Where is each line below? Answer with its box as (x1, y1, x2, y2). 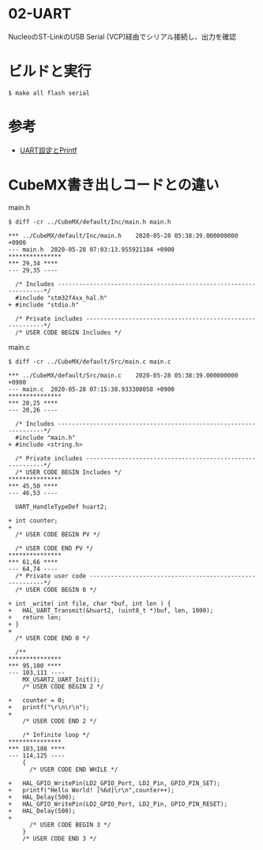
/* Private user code (15, 572, 87, 580)
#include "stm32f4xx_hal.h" (15, 294, 108, 302)
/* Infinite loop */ (22, 731, 90, 739)
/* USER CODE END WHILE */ (28, 765, 118, 773)
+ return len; (8, 613, 62, 621)
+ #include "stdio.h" (8, 301, 80, 309)
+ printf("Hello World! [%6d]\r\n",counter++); (8, 786, 175, 794)
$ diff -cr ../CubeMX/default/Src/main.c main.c (8, 357, 171, 366)
